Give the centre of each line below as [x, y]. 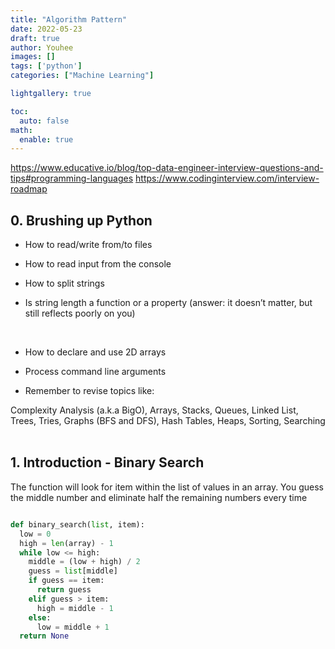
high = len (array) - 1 [66, 543]
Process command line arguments [95, 372]
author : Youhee [42, 47]
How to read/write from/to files [88, 245]
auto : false [44, 121]
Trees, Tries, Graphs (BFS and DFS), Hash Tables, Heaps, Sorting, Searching [168, 421]
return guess [64, 590]
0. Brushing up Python [81, 220]
